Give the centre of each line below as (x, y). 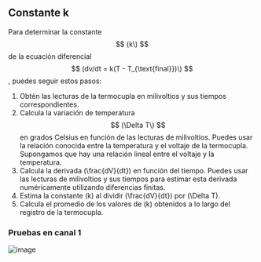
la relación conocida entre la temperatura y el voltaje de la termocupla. (134, 145)
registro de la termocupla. (61, 212)
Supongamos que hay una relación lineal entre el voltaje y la (117, 154)
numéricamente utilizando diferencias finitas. (92, 187)
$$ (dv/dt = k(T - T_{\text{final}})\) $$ (132, 68)
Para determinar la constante (55, 31)
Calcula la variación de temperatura (77, 112)
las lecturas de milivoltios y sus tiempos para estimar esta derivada (128, 179)
